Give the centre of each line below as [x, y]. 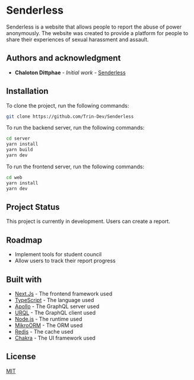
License [21, 357]
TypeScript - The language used [54, 300]
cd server [18, 139]
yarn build [20, 150]
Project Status [33, 207]
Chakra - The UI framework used [55, 338]
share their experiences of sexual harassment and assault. [77, 39]
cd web [14, 177]
